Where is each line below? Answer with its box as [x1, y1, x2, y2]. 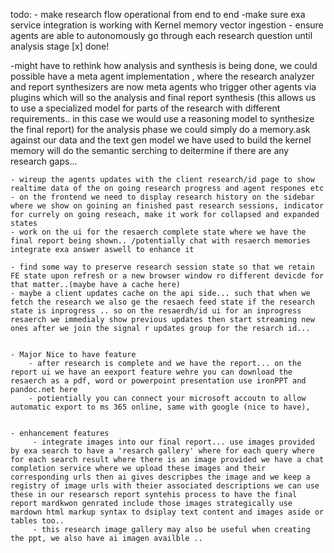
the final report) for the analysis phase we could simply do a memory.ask [10, 124, 311, 135]
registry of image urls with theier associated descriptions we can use [10, 481, 320, 491]
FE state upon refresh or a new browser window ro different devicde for [10, 271, 325, 281]
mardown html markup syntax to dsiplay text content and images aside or [10, 507, 325, 517]
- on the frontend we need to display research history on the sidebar [10, 192, 315, 202]
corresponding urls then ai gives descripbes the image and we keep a [10, 472, 311, 482]
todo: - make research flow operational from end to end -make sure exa [10, 9, 306, 20]
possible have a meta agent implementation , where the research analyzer [10, 70, 315, 82]
